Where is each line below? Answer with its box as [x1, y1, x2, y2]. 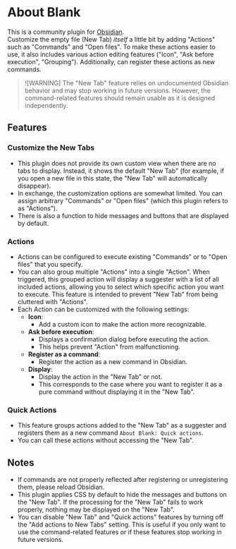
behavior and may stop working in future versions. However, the [24, 86, 211, 95]
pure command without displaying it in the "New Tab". [38, 387, 195, 396]
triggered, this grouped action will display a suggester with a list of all [17, 274, 220, 283]
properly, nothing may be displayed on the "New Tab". [17, 505, 175, 514]
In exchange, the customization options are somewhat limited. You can [17, 188, 223, 198]
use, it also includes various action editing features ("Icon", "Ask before [7, 50, 214, 59]
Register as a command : [27, 350, 101, 358]
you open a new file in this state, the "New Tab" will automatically [17, 174, 208, 182]
